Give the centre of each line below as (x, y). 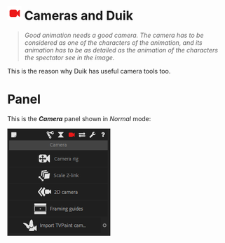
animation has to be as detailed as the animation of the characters (121, 50)
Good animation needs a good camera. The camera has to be (114, 35)
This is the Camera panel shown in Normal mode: (79, 118)
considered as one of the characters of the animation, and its (113, 42)
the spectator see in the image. (69, 57)
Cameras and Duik (79, 16)
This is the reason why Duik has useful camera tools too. (89, 71)
